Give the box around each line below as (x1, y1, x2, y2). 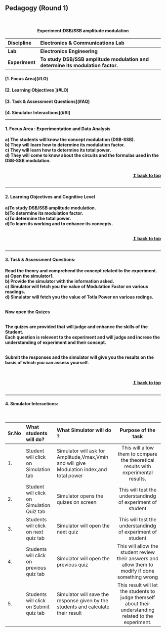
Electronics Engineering (40, 48, 98, 54)
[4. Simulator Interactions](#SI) (5, 110, 71, 116)
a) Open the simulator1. (5, 273, 54, 279)
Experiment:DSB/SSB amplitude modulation (37, 27, 129, 34)
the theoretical (121, 457, 155, 463)
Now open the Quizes (5, 309, 50, 315)
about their (125, 600, 151, 607)
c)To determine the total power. (5, 215, 72, 221)
